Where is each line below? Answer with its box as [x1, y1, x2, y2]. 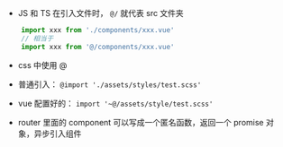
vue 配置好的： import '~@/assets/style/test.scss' [17, 98, 214, 108]
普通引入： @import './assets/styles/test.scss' [17, 79, 202, 90]
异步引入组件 [33, 128, 82, 139]
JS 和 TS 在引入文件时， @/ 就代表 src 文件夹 [17, 8, 185, 18]
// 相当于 [21, 34, 54, 43]
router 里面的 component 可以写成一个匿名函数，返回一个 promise [17, 117, 264, 127]
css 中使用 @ [17, 59, 68, 70]
